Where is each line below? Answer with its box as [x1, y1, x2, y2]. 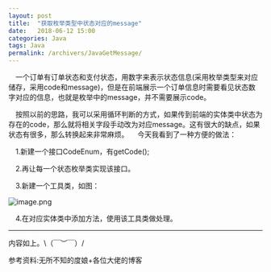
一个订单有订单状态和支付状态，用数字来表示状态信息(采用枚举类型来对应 [15, 72, 259, 81]
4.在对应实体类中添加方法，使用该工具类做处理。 [15, 214, 177, 223]
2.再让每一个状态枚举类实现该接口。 [15, 164, 135, 173]
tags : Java [8, 42, 45, 50]
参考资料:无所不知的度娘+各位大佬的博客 [8, 255, 143, 265]
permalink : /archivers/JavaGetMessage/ [8, 49, 143, 57]
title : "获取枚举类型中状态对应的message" [8, 19, 143, 27]
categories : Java [8, 34, 67, 43]
